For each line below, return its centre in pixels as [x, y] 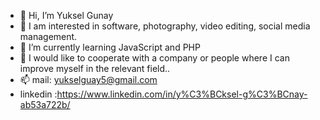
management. [48, 36]
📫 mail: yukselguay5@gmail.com [88, 79]
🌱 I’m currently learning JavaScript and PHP [110, 47]
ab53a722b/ [45, 104]
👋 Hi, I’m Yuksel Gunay [66, 15]
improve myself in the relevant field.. [95, 68]
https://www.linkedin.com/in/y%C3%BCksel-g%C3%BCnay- [182, 94]
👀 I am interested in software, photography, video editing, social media [165, 26]
